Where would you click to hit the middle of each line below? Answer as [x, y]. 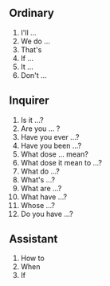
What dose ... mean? [54, 154]
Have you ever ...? [50, 137]
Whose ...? [37, 205]
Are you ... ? [40, 129]
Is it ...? [32, 120]
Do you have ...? [47, 214]
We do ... [35, 41]
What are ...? [41, 188]
